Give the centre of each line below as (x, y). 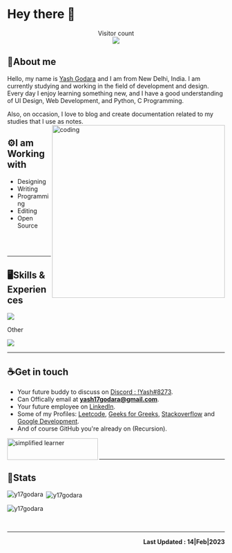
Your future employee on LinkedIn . (66, 406)
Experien (27, 289)
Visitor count (116, 33)
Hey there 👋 (41, 14)
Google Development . (48, 422)
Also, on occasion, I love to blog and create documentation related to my (110, 114)
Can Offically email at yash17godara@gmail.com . (88, 400)
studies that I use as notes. (46, 121)
